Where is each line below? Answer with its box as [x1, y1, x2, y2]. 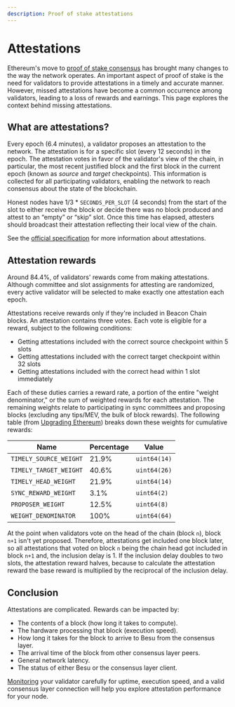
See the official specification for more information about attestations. [7, 234, 206, 243]
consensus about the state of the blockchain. [7, 184, 138, 193]
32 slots [17, 360, 41, 368]
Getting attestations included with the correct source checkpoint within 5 [17, 337, 229, 346]
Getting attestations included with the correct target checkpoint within [17, 352, 220, 361]
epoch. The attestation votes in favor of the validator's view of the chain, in [7, 155, 224, 163]
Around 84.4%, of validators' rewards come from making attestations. [7, 273, 209, 281]
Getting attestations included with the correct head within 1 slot [17, 368, 201, 376]
